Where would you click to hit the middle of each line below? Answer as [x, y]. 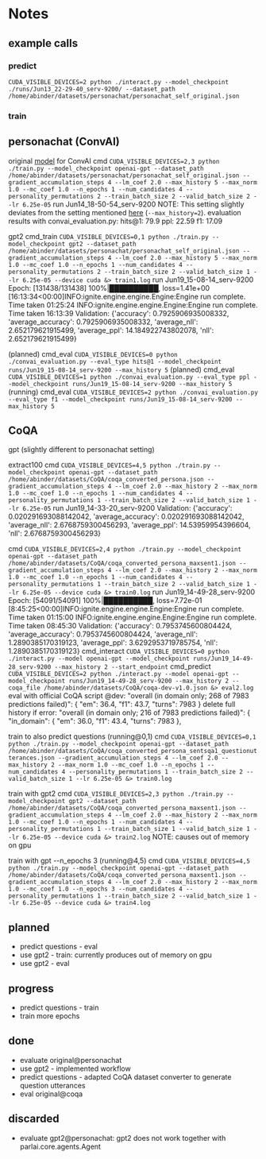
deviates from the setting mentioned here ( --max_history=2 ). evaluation [125, 212]
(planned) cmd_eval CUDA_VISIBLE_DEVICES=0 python [93, 353]
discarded [34, 1119]
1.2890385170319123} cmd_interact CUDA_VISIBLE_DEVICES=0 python [119, 651]
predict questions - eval [58, 947]
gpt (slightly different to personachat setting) [81, 450]
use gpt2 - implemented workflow [75, 1068]
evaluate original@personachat [71, 1060]
